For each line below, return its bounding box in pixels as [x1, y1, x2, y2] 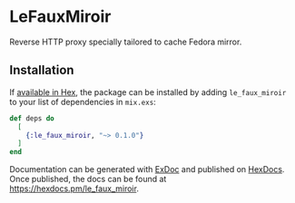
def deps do [9, 113, 54, 123]
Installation [9, 63, 74, 78]
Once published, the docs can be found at [9, 174, 167, 185]
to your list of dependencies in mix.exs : [9, 96, 156, 107]
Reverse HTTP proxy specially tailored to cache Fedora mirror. [9, 36, 242, 47]
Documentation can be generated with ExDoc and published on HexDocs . [9, 164, 285, 175]
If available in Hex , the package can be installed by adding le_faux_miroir [9, 86, 287, 97]
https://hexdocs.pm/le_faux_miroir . [9, 183, 139, 194]
